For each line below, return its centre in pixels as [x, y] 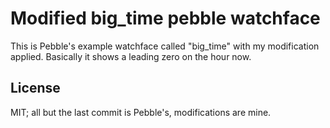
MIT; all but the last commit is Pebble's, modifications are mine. [141, 112]
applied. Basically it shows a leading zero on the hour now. [131, 56]
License [35, 88]
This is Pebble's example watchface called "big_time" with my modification [165, 46]
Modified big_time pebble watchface [165, 18]
